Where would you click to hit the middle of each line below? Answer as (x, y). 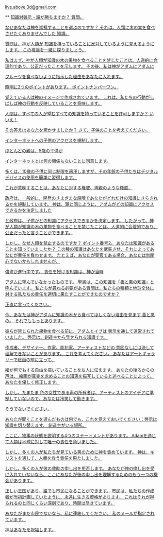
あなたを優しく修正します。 (33, 382)
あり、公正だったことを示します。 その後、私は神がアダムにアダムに (86, 66)
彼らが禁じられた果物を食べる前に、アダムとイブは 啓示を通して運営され (78, 331)
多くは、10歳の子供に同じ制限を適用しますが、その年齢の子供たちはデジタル (81, 171)
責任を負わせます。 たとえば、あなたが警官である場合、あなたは (82, 255)
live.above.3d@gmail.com (31, 7)
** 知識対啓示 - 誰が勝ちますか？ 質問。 (45, 17)
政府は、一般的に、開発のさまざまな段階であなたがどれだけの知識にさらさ (79, 198)
